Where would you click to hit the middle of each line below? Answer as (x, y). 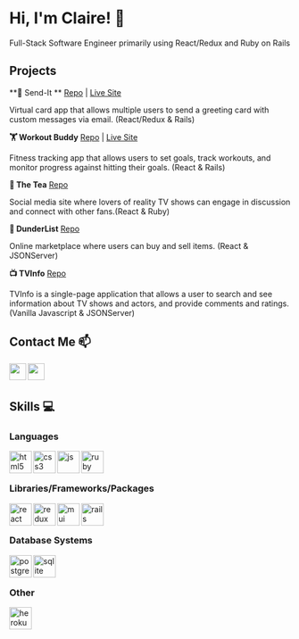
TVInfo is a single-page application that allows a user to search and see (141, 294)
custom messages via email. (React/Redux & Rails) (102, 119)
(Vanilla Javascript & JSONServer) (72, 312)
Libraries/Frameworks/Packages (82, 488)
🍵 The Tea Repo (39, 184)
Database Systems (51, 541)
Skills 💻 (32, 407)
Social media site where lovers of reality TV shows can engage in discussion (150, 202)
